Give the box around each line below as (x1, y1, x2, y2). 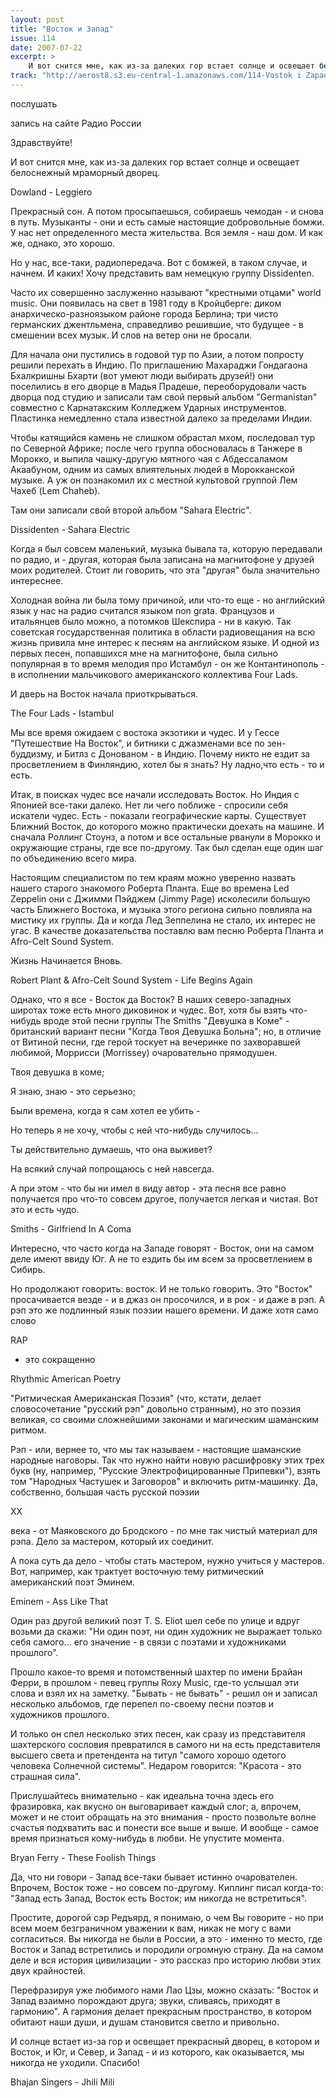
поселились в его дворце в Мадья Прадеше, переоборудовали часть (10, 380, 307, 392)
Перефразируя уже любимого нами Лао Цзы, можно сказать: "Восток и (10, 1984, 319, 1996)
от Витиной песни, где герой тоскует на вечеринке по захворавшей (10, 1036, 301, 1048)
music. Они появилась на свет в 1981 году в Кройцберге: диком (10, 297, 282, 309)
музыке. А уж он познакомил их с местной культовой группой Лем (10, 474, 298, 486)
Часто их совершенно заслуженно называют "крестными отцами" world (10, 286, 322, 298)
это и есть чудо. (10, 1203, 80, 1215)
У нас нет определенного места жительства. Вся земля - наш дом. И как (10, 226, 323, 238)
